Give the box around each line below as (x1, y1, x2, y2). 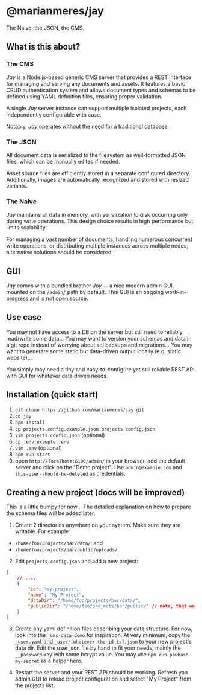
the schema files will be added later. (6, 510, 96, 517)
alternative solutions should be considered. (6, 249, 113, 256)
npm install (14, 420, 45, 426)
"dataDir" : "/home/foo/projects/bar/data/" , (28, 597, 141, 603)
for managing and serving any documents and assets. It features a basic (6, 80, 185, 87)
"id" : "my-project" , (28, 586, 79, 592)
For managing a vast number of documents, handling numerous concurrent (6, 235, 192, 243)
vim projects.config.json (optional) (14, 431, 105, 438)
